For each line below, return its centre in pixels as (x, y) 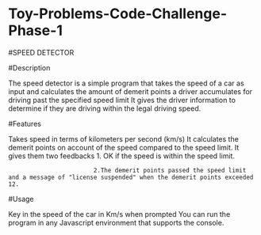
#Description (29, 67)
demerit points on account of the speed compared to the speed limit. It (124, 147)
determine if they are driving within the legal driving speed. (105, 108)
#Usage (21, 199)
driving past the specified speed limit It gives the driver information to (122, 100)
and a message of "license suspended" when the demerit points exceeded (131, 177)
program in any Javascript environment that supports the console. (116, 222)
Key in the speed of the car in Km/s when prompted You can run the (119, 214)
